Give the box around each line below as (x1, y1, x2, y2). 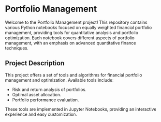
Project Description (5, 59, 65, 67)
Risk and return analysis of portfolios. (12, 86, 87, 92)
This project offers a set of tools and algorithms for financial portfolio (5, 72, 143, 78)
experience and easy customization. (5, 111, 77, 117)
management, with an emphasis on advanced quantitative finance (5, 40, 136, 46)
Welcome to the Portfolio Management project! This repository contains (5, 19, 147, 25)
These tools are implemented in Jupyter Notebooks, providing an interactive (5, 106, 157, 112)
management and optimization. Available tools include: (5, 77, 114, 83)
